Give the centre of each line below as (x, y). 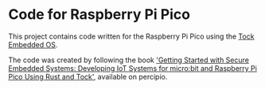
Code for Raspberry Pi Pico (99, 15)
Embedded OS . (33, 44)
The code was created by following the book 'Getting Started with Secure (129, 60)
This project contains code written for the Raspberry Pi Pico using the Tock (131, 36)
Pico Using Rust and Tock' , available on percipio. (88, 76)
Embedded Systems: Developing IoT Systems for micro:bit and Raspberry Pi (132, 68)
